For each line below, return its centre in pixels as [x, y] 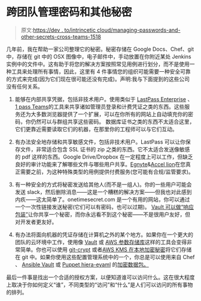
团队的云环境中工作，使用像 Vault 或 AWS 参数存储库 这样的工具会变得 [101, 242]
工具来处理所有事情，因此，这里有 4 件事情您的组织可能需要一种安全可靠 [101, 71]
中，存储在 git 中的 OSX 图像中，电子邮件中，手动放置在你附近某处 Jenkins [99, 56]
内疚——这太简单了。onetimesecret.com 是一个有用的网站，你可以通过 [102, 199]
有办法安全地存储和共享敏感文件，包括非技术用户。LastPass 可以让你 [100, 142]
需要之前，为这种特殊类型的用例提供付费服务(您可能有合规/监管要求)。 [107, 172]
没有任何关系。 [25, 86]
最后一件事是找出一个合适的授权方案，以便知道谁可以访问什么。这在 [90, 277]
